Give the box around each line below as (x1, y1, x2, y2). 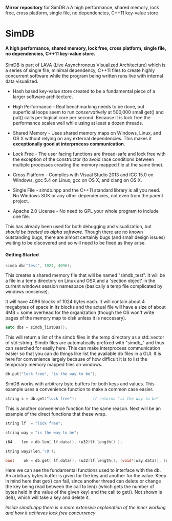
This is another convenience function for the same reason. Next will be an (5, 405, 161, 412)
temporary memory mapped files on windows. (5, 362, 103, 368)
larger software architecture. (12, 94, 73, 100)
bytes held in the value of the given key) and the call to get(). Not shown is (5, 489, 162, 495)
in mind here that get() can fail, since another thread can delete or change (5, 478, 161, 485)
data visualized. (5, 78, 38, 84)
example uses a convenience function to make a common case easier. (5, 386, 154, 393)
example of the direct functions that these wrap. (5, 411, 107, 417)
